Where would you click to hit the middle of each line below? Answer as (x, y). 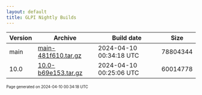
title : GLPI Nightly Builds (41, 17)
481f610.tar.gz (60, 55)
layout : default (26, 12)
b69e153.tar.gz (60, 73)
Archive (65, 38)
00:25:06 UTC (119, 73)
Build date (127, 38)
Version (21, 38)
